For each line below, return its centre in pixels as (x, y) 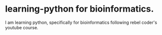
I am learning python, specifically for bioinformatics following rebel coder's (81, 22)
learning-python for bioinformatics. (80, 9)
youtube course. (22, 27)
